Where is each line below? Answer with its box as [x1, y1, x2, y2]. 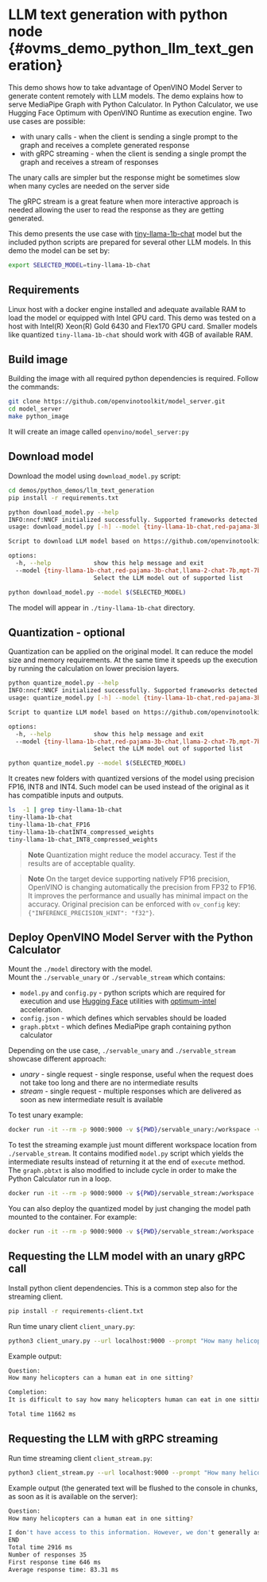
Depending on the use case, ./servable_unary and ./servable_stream [8, 1046, 236, 1055]
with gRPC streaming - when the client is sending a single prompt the [19, 149, 247, 158]
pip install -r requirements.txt [8, 493, 119, 502]
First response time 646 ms [8, 1558, 102, 1566]
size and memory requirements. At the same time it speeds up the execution [8, 655, 258, 665]
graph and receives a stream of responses [19, 157, 159, 166]
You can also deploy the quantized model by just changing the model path [8, 1204, 251, 1214]
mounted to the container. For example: [8, 1212, 137, 1222]
